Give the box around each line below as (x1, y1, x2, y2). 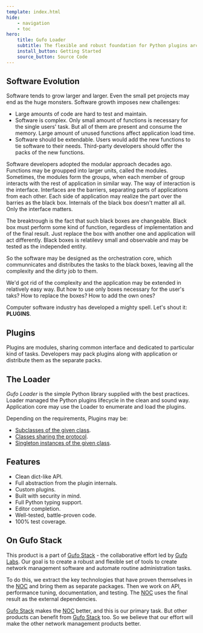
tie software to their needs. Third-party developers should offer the (14, 143, 182, 150)
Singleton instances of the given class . (14, 440, 112, 447)
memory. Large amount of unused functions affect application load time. (14, 129, 195, 137)
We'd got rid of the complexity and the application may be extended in (6, 279, 181, 287)
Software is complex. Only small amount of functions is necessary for (14, 117, 188, 124)
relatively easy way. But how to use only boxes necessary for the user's (6, 285, 185, 293)
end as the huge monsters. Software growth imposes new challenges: (6, 99, 180, 106)
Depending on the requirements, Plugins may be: (6, 415, 128, 422)
